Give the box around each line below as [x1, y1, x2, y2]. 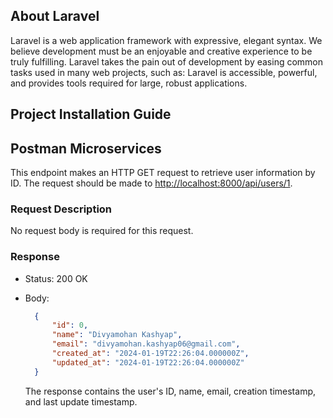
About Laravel [10, 8, 100, 25]
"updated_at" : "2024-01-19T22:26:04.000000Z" [51, 357, 245, 368]
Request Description [10, 202, 113, 216]
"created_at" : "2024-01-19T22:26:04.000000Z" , [51, 349, 250, 359]
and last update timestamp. [24, 395, 138, 408]
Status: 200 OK [24, 272, 88, 284]
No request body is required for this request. [10, 225, 194, 237]
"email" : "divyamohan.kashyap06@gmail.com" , [51, 339, 241, 349]
